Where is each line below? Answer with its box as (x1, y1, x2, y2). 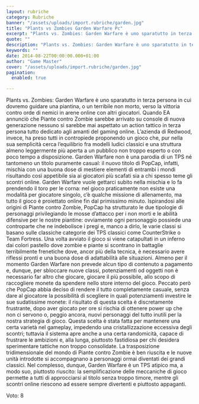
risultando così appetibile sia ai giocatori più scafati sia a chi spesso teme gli (6, 172, 193, 179)
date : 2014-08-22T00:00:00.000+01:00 (6, 53, 99, 59)
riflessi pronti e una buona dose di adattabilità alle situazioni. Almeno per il (6, 254, 188, 261)
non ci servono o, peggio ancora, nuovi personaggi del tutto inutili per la (6, 311, 182, 318)
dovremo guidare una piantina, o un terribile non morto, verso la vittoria (6, 103, 180, 110)
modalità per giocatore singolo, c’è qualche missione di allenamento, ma (6, 191, 182, 198)
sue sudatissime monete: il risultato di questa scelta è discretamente (6, 298, 174, 306)
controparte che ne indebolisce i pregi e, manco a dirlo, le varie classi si (6, 223, 182, 230)
